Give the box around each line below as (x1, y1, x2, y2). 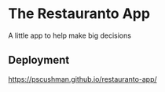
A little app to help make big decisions (8, 31, 132, 40)
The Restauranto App (8, 5, 151, 23)
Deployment (8, 53, 70, 67)
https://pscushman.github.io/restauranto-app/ (8, 74, 157, 83)
